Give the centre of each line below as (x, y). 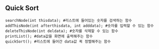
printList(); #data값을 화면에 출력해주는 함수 (49, 36)
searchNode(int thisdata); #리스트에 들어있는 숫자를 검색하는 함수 (69, 20)
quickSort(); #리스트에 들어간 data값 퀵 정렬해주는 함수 (58, 42)
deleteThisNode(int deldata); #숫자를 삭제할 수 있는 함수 (62, 31)
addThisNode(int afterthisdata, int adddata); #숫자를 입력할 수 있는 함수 (79, 26)
